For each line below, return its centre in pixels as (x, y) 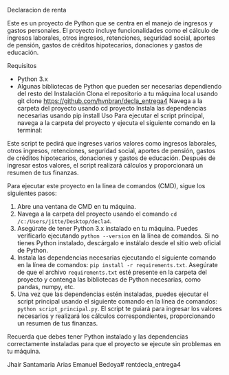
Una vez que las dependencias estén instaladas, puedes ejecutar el (112, 294)
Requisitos (22, 66)
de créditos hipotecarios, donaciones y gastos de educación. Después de (111, 158)
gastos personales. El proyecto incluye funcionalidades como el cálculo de (113, 31)
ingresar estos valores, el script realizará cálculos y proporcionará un (105, 165)
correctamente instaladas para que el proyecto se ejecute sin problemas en (114, 344)
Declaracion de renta (37, 10)
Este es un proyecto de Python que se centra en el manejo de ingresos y (110, 23)
